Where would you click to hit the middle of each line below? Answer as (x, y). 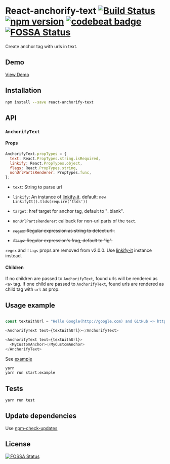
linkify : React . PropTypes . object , (46, 163)
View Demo (17, 74)
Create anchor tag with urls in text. (41, 46)
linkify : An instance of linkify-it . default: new (59, 197)
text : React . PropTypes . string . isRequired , (55, 159)
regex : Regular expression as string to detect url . (64, 231)
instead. (14, 256)
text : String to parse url (37, 187)
